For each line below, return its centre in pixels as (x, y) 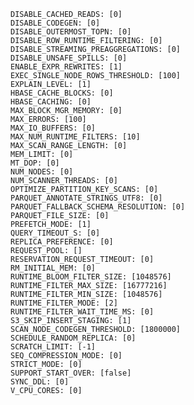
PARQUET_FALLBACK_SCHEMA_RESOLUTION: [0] (98, 207)
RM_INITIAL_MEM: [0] (53, 268)
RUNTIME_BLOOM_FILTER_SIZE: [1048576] (91, 277)
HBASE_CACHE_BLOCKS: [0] (62, 93)
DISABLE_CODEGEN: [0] (55, 23)
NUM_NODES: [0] (42, 172)
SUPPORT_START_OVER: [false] (71, 373)
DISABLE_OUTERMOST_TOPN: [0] (71, 32)
